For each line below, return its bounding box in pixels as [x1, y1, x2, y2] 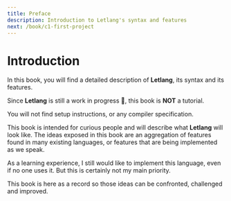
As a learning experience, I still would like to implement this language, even [7, 159, 221, 167]
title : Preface [7, 10, 51, 17]
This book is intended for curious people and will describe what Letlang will [7, 123, 223, 132]
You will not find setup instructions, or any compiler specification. [7, 110, 194, 119]
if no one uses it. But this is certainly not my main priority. [7, 166, 171, 175]
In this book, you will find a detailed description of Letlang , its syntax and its [7, 76, 225, 84]
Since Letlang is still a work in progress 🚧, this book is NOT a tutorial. [7, 96, 205, 105]
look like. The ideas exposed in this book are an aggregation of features [7, 131, 212, 139]
